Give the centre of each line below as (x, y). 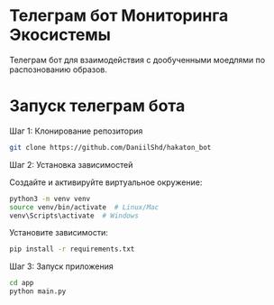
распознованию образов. (59, 69)
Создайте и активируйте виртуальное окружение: (106, 182)
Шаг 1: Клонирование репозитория (76, 131)
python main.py (38, 291)
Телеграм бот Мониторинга (119, 16)
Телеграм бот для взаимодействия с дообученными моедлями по (137, 60)
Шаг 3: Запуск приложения (62, 266)
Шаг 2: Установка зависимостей (71, 164)
